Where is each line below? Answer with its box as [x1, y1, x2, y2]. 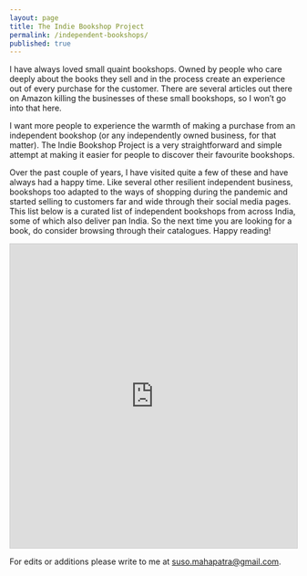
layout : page [9, 13, 59, 23]
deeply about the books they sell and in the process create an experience [9, 74, 286, 85]
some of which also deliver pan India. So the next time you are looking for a [9, 215, 292, 226]
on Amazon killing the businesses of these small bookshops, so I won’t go [9, 93, 287, 104]
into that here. [9, 102, 62, 114]
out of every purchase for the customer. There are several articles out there [9, 83, 293, 94]
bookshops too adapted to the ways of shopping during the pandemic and [9, 186, 289, 197]
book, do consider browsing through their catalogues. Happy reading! [9, 225, 271, 236]
